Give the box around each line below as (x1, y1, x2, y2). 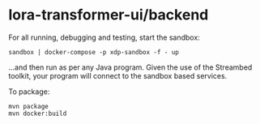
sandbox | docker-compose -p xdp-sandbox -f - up (8, 48, 180, 56)
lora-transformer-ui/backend (8, 6, 209, 24)
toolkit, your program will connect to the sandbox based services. (8, 71, 228, 80)
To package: (8, 87, 50, 96)
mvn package (8, 102, 49, 110)
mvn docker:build (8, 109, 67, 118)
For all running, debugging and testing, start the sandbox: (8, 32, 200, 42)
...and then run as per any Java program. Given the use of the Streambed (8, 62, 253, 72)
